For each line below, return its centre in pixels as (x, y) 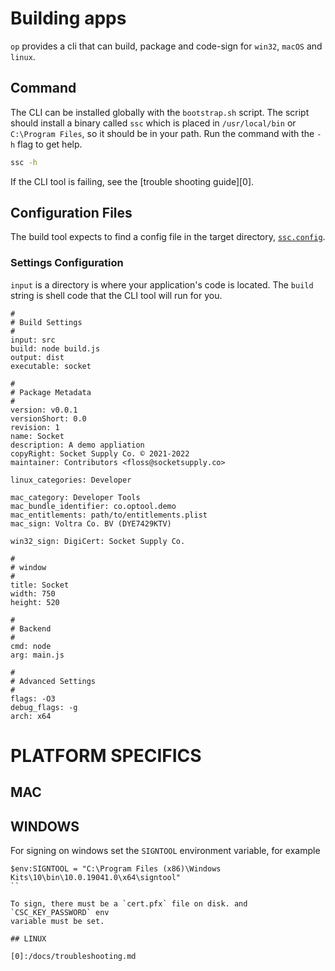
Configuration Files (71, 213)
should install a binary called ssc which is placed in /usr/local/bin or (153, 123)
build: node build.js (55, 348)
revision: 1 (35, 427)
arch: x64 (31, 716)
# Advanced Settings (53, 681)
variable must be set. (57, 922)
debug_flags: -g (44, 707)
